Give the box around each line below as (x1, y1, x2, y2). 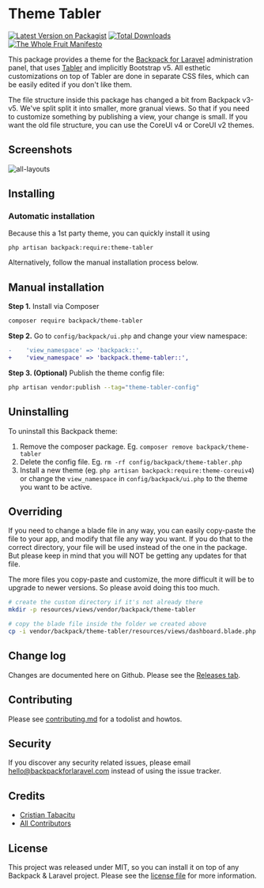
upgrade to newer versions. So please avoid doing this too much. (8, 583, 220, 593)
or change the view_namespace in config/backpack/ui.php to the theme (19, 473, 247, 483)
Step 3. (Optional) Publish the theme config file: (8, 368, 164, 378)
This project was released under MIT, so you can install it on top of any (8, 862, 239, 871)
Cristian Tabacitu (19, 811, 75, 820)
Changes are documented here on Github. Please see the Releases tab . (8, 670, 241, 679)
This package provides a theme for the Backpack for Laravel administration (8, 55, 253, 64)
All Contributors (19, 818, 71, 828)
